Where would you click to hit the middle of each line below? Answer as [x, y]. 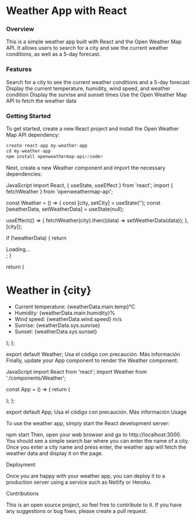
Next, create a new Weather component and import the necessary [86, 167]
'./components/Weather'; [36, 378]
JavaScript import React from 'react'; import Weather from [77, 371]
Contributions [23, 493]
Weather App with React [66, 11]
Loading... [18, 249]
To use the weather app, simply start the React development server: [88, 423]
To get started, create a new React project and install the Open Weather [92, 129]
